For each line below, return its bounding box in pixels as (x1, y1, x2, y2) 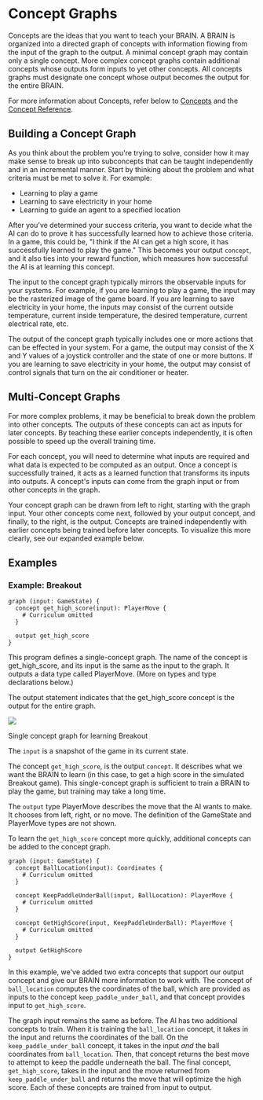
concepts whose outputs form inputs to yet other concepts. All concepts (8, 64, 243, 73)
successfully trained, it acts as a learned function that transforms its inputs (8, 468, 250, 478)
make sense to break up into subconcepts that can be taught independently (8, 156, 254, 166)
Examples (8, 555, 57, 570)
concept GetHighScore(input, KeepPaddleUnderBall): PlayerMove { (15, 919, 234, 927)
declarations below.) (8, 677, 74, 687)
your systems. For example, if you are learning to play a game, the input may (8, 285, 256, 295)
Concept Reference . (8, 104, 73, 114)
